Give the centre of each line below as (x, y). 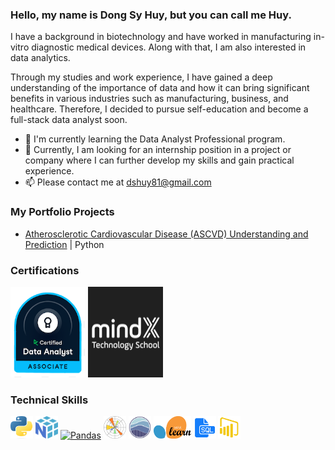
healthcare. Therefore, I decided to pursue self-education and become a (159, 109)
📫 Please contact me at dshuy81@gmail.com (118, 182)
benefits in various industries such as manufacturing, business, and (149, 99)
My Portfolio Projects (62, 212)
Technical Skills (49, 400)
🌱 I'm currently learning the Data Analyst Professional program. (155, 139)
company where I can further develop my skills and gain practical (159, 160)
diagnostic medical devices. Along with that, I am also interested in (169, 47)
